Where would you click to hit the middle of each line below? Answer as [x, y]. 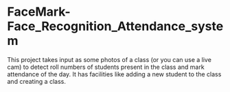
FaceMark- [39, 12]
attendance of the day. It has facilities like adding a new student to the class [114, 74]
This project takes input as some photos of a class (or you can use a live [109, 59]
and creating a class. [37, 81]
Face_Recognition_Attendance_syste [115, 26]
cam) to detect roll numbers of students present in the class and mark [106, 67]
